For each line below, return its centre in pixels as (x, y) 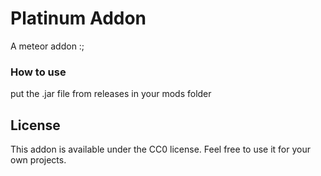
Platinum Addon (78, 18)
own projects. (38, 160)
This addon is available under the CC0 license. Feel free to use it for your (160, 149)
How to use (38, 72)
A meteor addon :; (47, 46)
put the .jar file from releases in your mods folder (111, 94)
